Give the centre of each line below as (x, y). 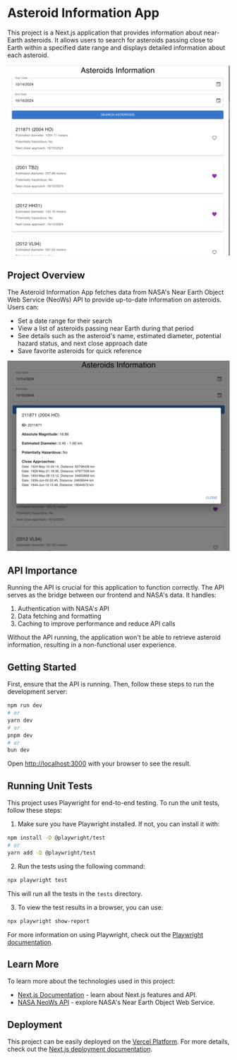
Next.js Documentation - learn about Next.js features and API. (107, 995)
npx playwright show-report (49, 921)
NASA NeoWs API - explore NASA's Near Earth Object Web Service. (116, 1002)
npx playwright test (38, 880)
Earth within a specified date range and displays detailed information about (116, 47)
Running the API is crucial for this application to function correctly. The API (116, 588)
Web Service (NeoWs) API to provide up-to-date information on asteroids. (115, 300)
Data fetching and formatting (59, 617)
